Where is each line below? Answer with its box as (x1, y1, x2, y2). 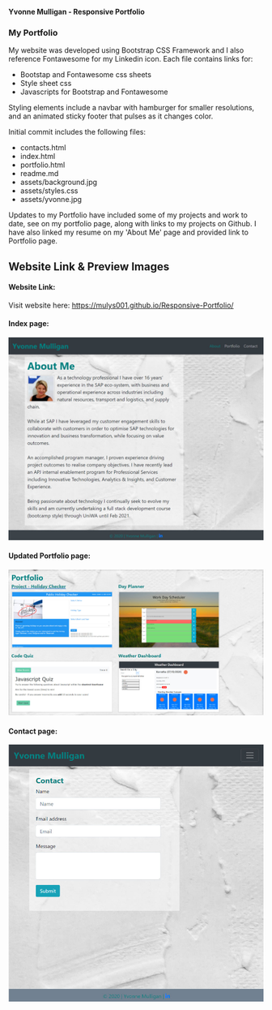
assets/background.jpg (19, 178, 98, 187)
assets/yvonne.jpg (19, 195, 83, 204)
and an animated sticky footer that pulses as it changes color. (8, 111, 214, 121)
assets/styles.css (19, 186, 79, 196)
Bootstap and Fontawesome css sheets (19, 70, 152, 80)
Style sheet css (19, 79, 72, 88)
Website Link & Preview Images (8, 260, 170, 273)
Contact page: (8, 726, 58, 736)
